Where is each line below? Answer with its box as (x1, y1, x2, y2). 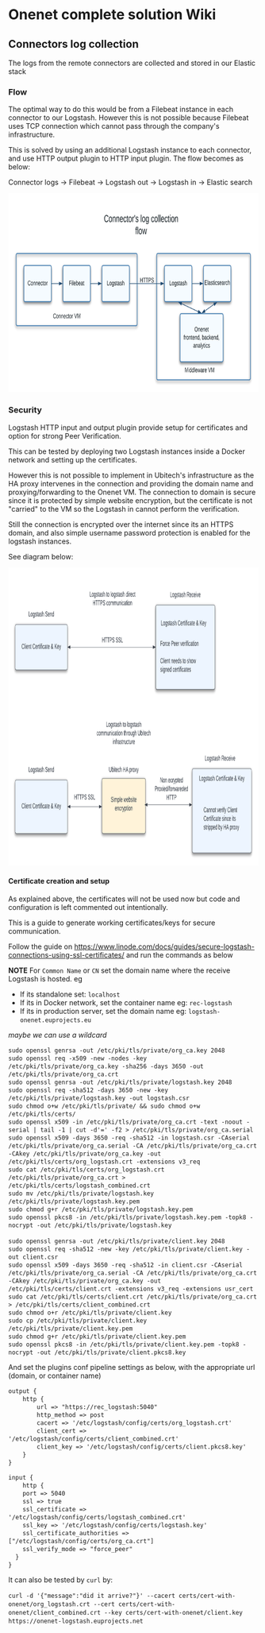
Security (8, 404, 42, 416)
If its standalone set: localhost (19, 989, 121, 999)
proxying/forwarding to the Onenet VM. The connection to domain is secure (8, 487, 256, 497)
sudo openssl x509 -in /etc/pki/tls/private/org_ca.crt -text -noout (8, 1118, 244, 1126)
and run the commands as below (125, 950, 233, 959)
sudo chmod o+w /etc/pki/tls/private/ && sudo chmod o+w (8, 1102, 201, 1110)
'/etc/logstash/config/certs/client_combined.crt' (8, 1434, 179, 1443)
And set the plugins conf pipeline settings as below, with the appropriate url (8, 1362, 255, 1372)
